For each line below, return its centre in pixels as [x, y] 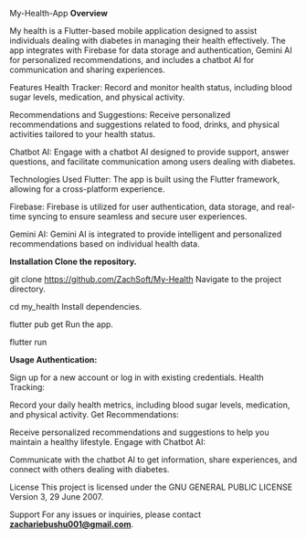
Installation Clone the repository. [73, 261]
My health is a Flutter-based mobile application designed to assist [133, 31]
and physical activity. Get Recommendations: [95, 414]
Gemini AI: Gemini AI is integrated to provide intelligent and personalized [146, 234]
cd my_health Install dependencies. [76, 306]
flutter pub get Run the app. [62, 324]
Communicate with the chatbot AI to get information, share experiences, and [153, 460]
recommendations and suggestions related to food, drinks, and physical [145, 124]
